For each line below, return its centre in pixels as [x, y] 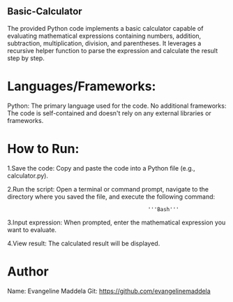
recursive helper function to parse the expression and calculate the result [113, 50]
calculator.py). [28, 175]
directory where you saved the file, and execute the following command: [111, 196]
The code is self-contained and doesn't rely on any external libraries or [109, 113]
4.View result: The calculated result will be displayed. [84, 243]
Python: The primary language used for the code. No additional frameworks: [117, 106]
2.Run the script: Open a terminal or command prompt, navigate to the [108, 189]
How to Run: [43, 149]
